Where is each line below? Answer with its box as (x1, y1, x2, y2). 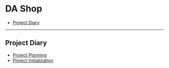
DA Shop (5, 3, 43, 14)
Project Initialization (12, 57, 54, 63)
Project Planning (12, 52, 47, 58)
